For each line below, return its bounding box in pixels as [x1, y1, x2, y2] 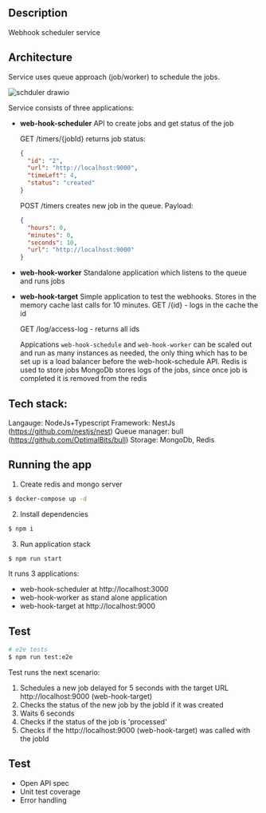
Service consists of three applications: [8, 103, 135, 113]
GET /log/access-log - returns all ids [19, 324, 140, 334]
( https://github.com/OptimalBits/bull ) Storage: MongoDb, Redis [8, 434, 215, 444]
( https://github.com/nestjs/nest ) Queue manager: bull [8, 426, 184, 436]
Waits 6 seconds [19, 708, 75, 718]
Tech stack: [8, 397, 68, 410]
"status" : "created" [27, 179, 96, 187]
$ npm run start [8, 554, 62, 562]
